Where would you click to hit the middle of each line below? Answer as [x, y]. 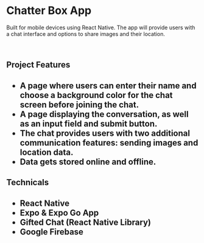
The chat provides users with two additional [105, 133]
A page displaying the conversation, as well [104, 114]
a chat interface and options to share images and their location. [86, 33]
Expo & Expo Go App [59, 213]
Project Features [38, 65]
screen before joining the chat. [79, 104]
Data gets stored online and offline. [88, 162]
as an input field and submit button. [89, 123]
